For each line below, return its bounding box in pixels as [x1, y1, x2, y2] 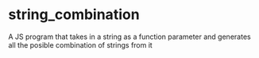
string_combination [8, 6, 141, 24]
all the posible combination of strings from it [8, 40, 153, 49]
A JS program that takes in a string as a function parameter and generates [8, 32, 252, 41]
